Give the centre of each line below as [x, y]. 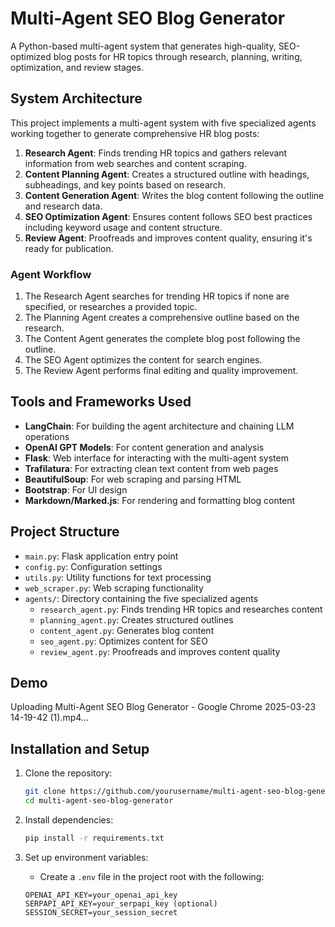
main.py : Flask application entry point [101, 556]
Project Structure [65, 532]
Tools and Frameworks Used [101, 402]
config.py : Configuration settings [93, 566]
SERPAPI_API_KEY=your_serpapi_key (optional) [121, 903]
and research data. [63, 206]
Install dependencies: [69, 820]
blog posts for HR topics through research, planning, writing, [178, 56]
